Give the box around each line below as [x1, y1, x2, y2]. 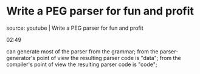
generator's [6, 54, 36, 61]
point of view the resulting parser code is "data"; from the [36, 54, 181, 61]
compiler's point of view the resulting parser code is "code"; [6, 61, 157, 68]
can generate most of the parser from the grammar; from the [6, 47, 159, 55]
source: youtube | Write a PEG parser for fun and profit [6, 24, 144, 32]
